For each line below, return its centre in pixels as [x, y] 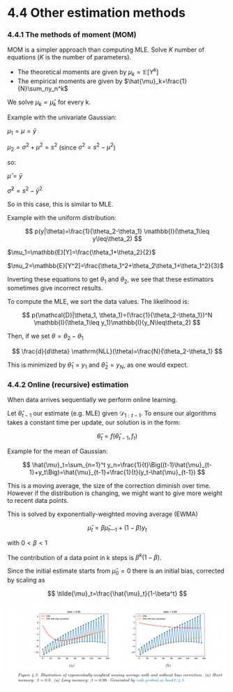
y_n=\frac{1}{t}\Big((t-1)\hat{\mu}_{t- [160, 464]
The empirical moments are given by [70, 81]
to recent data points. [38, 500]
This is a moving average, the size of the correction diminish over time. [109, 485]
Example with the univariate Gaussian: [62, 117]
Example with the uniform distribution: [62, 217]
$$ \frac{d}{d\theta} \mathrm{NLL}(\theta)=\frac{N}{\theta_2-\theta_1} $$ [117, 351]
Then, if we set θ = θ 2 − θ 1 [45, 337]
